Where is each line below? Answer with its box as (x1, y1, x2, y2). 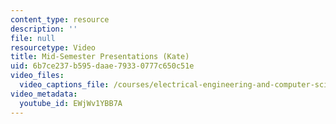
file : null (10, 33, 56, 43)
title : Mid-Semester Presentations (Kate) (10, 52, 190, 62)
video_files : (10, 71, 65, 81)
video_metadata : (10, 89, 78, 99)
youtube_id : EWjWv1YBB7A (19, 98, 123, 108)
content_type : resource (10, 14, 110, 25)
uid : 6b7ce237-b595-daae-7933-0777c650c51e (10, 61, 195, 71)
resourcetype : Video (10, 42, 97, 53)
